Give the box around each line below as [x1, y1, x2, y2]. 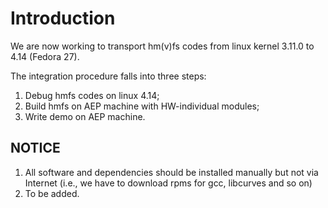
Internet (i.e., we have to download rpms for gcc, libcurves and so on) [24, 177, 313, 189]
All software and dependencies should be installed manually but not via [24, 166, 319, 178]
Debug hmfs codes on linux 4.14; [24, 89, 160, 101]
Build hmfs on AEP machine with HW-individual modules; [24, 100, 260, 112]
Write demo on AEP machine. [24, 110, 146, 122]
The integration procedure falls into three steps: [10, 70, 207, 82]
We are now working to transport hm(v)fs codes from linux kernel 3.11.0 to [10, 40, 315, 52]
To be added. [24, 187, 80, 199]
